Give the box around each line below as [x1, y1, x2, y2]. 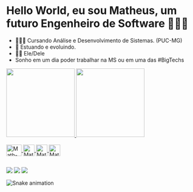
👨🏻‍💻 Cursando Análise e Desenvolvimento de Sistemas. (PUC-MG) [15, 37, 183, 44]
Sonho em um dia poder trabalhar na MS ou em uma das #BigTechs [15, 56, 185, 63]
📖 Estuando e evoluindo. [15, 43, 76, 51]
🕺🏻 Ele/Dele [15, 49, 45, 57]
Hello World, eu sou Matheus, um [6, 4, 177, 18]
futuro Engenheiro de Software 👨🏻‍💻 [6, 16, 189, 30]
